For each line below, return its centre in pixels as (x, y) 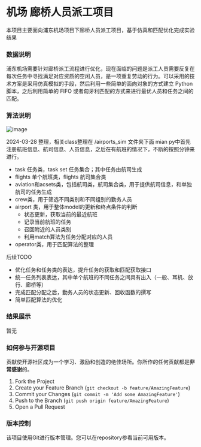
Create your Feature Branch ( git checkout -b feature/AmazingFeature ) (103, 388)
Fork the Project (35, 382)
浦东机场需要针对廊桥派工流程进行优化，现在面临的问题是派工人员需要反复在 (100, 69)
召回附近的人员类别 (48, 229)
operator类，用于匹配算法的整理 (54, 244)
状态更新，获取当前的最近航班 (60, 214)
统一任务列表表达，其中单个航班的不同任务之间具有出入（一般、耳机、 (101, 277)
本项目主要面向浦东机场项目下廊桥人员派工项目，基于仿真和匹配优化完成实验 (100, 30)
